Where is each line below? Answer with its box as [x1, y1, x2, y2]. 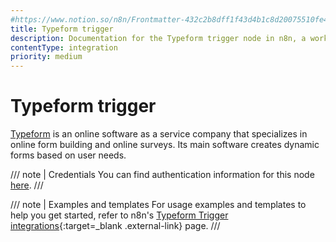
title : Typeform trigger [10, 24, 114, 34]
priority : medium [10, 52, 83, 62]
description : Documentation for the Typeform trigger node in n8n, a [10, 33, 307, 43]
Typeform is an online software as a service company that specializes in [10, 128, 308, 140]
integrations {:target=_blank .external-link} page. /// [10, 220, 221, 232]
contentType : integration [10, 42, 118, 53]
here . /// [10, 179, 44, 191]
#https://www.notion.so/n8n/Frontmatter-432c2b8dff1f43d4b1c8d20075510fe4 [10, 14, 329, 25]
